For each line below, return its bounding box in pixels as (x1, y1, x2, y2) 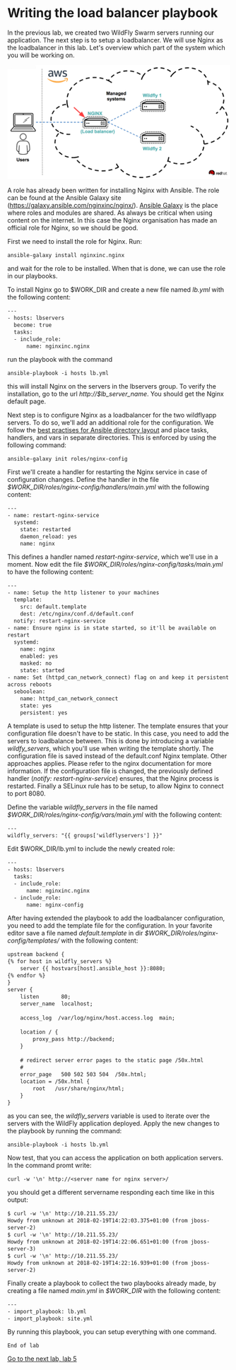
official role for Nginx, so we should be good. (7, 223, 138, 232)
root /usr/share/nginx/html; (33, 1085, 125, 1092)
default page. (7, 397, 47, 406)
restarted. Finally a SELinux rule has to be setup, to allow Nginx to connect (7, 781, 224, 790)
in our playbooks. (7, 271, 58, 280)
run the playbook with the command (7, 355, 113, 363)
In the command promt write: (7, 1161, 92, 1169)
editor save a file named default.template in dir (7, 928, 143, 937)
